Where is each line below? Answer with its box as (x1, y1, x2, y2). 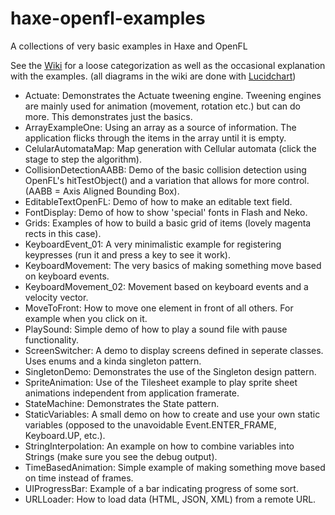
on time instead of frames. (24, 472, 134, 484)
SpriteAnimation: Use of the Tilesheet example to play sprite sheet (24, 376, 298, 388)
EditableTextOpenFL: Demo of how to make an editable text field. (24, 195, 293, 207)
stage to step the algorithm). (24, 153, 142, 165)
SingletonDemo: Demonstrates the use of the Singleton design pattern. (24, 365, 317, 377)
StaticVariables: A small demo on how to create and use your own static (24, 408, 321, 420)
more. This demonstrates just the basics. (24, 110, 193, 122)
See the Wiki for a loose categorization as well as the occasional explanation (10, 59, 326, 71)
